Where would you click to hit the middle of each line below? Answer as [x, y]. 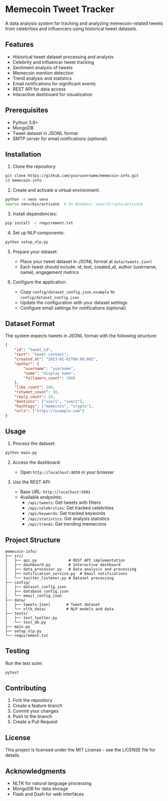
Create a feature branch [37, 705]
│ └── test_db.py [26, 622]
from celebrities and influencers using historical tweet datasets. [71, 28]
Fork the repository [33, 700]
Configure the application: [40, 282]
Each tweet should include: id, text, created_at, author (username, [89, 267]
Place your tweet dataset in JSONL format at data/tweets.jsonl [86, 261]
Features [19, 45]
